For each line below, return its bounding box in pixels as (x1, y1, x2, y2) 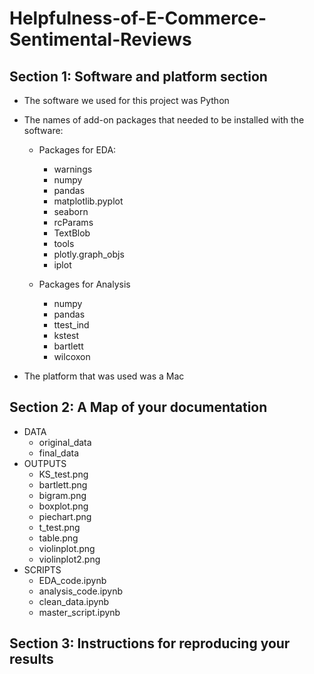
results (9, 651, 54, 668)
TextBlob (53, 227, 91, 239)
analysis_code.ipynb (38, 585, 124, 597)
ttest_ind (53, 319, 90, 331)
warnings (53, 163, 93, 175)
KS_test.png (38, 468, 89, 480)
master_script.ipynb (38, 606, 121, 618)
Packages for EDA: (38, 144, 117, 156)
